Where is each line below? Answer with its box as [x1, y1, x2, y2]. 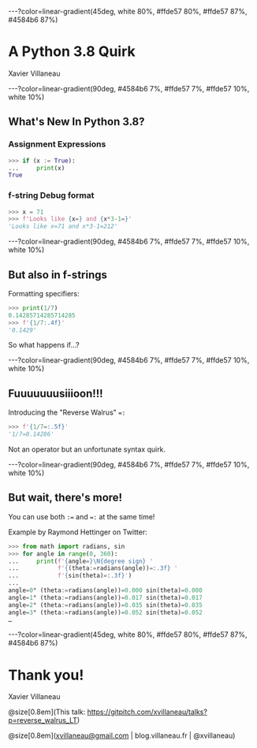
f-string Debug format [8, 190, 95, 201]
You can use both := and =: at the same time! [8, 512, 155, 521]
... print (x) [8, 164, 65, 172]
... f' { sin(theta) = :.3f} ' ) [8, 571, 132, 580]
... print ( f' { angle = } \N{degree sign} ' [8, 557, 154, 565]
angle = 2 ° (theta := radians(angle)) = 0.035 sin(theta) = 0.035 [8, 601, 203, 609]
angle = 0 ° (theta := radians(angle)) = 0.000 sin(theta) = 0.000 [8, 586, 203, 594]
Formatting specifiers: [8, 288, 80, 298]
